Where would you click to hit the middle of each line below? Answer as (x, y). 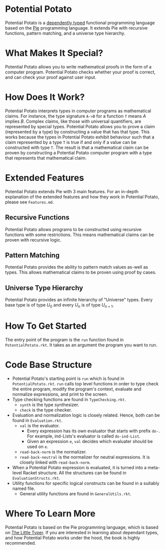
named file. (24, 488)
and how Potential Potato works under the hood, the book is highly (73, 538)
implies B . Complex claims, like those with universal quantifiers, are (73, 121)
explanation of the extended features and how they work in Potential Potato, (82, 197)
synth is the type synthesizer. (49, 405)
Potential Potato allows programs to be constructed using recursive (73, 229)
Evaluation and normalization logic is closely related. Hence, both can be (86, 415)
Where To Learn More (50, 514)
